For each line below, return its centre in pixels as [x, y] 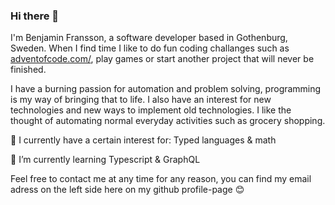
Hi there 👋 [35, 16]
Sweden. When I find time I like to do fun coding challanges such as [150, 48]
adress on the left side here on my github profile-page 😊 [127, 190]
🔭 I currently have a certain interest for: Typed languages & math [143, 140]
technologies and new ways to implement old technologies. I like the [151, 110]
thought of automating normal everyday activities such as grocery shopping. [168, 121]
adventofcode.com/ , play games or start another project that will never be [162, 59]
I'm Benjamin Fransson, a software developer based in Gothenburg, [149, 38]
